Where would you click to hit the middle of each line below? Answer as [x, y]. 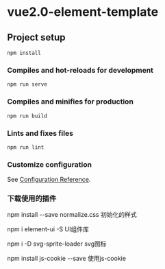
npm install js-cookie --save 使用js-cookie [67, 259]
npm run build [27, 116]
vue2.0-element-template [83, 12]
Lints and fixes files [40, 133]
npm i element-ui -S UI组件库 [48, 229]
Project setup [37, 37]
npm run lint [26, 147]
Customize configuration [50, 164]
